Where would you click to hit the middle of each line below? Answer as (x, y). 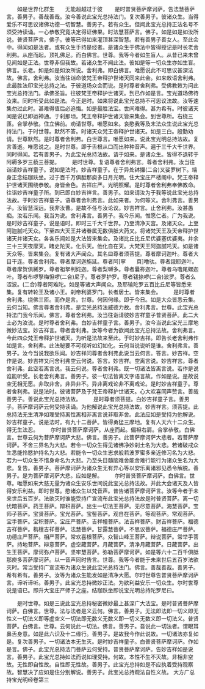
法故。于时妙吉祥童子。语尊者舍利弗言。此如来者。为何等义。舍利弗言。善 (100, 200)
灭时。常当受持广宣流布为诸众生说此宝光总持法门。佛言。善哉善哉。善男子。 (103, 567)
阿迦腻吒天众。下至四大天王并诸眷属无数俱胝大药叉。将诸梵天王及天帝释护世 (103, 231)
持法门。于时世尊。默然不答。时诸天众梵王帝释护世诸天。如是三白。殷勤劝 (100, 131)
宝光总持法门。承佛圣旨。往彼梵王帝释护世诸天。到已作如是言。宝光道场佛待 (103, 93)
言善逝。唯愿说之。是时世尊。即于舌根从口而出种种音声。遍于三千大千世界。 (103, 147)
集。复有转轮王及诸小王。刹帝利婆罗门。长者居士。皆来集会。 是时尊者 (101, 292)
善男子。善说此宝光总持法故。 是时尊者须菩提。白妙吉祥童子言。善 (95, 399)
